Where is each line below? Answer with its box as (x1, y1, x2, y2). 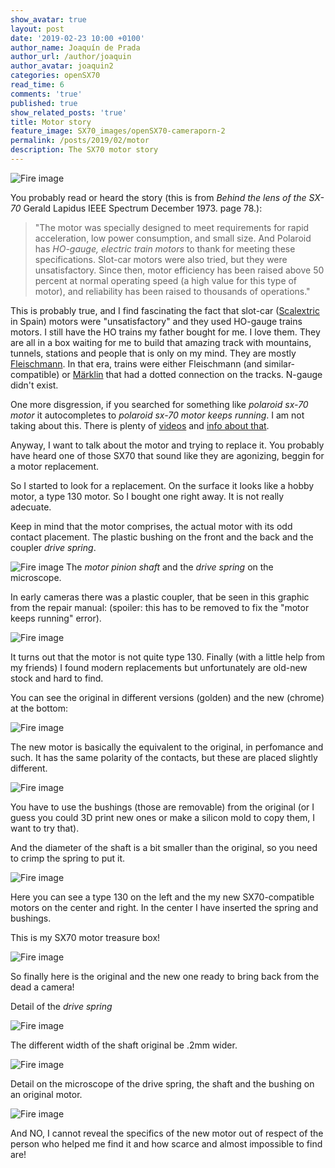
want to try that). (10, 822, 80, 834)
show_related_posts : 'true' (10, 107, 128, 118)
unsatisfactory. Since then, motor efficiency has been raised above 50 (34, 264, 325, 276)
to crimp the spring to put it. (10, 852, 126, 864)
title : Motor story (10, 117, 92, 127)
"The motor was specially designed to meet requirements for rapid (34, 221, 310, 233)
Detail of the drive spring (10, 1000, 113, 1012)
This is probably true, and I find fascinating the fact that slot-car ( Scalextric (10, 304, 320, 316)
